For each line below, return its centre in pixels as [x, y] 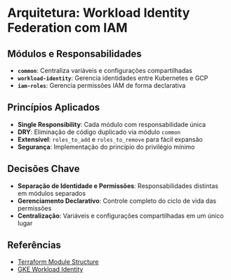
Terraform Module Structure [58, 262]
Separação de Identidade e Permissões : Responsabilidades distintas [118, 186]
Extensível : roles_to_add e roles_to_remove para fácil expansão [110, 139]
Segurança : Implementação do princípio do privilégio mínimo [106, 147]
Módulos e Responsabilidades [74, 54]
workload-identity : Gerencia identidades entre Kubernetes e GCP [113, 78]
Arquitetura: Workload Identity [99, 13]
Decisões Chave [44, 169]
